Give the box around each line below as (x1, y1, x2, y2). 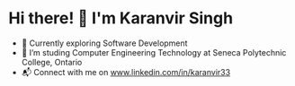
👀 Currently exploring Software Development (21, 38, 188, 48)
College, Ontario (21, 56, 83, 67)
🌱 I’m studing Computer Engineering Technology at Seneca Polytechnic (21, 47, 287, 57)
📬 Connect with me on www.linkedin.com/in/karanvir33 (21, 66, 231, 77)
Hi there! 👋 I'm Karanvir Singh (8, 8, 234, 29)
